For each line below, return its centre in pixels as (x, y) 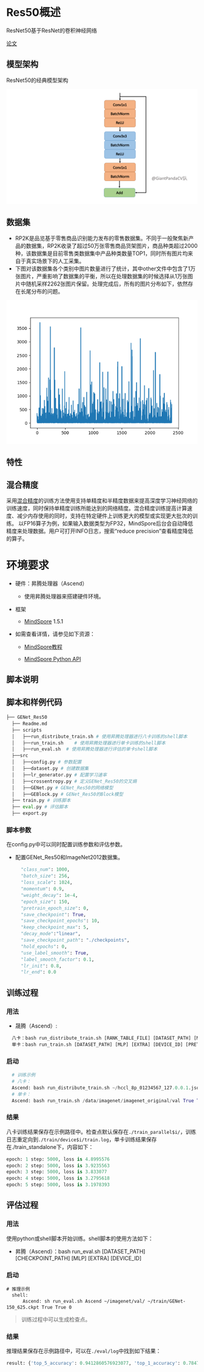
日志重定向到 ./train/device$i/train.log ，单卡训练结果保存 (82, 1139)
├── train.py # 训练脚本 (41, 801)
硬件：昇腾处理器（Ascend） (51, 583)
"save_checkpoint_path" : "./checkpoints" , (75, 940)
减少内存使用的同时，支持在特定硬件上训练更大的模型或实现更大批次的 (104, 516)
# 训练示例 (24, 1075)
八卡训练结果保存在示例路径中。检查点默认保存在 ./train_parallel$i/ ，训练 (101, 1131)
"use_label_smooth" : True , (55, 953)
